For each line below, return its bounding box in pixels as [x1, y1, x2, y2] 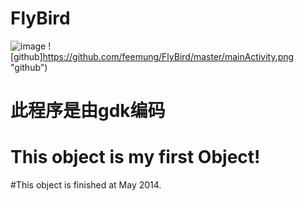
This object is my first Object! [10, 146, 261, 169]
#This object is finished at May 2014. [10, 179, 162, 191]
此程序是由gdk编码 [10, 100, 166, 122]
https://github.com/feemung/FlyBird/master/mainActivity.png [42, 50, 295, 62]
